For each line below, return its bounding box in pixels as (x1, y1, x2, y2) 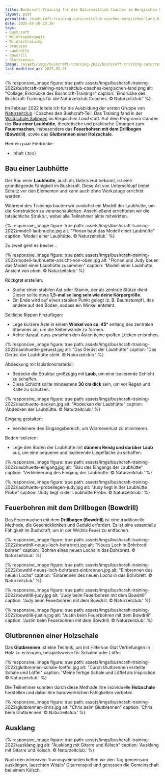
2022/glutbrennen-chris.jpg (5, 704, 61, 710)
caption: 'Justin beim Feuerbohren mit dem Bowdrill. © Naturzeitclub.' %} (5, 617, 153, 623)
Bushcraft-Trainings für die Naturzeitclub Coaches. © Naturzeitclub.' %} (5, 96, 151, 101)
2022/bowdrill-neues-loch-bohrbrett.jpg (5, 542, 87, 548)
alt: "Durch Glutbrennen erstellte (80, 665, 146, 670)
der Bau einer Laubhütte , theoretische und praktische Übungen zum (5, 121, 144, 127)
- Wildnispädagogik (5, 35, 45, 40)
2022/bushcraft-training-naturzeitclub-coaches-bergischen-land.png (5, 85, 146, 91)
